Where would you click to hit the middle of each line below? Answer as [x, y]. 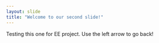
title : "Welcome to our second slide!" [55, 17]
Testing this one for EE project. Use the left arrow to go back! [80, 34]
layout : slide [23, 11]
